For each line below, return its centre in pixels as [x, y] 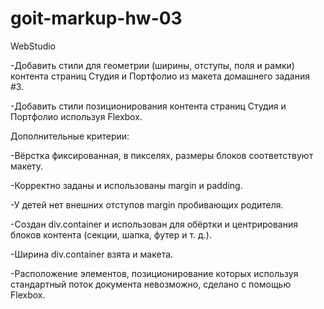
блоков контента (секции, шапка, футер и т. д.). [111, 234]
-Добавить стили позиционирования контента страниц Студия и [148, 106]
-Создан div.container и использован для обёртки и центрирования [154, 224]
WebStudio [33, 46]
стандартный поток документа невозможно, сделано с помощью [151, 284]
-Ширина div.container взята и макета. [92, 254]
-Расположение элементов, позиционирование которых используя [154, 273]
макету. [27, 166]
